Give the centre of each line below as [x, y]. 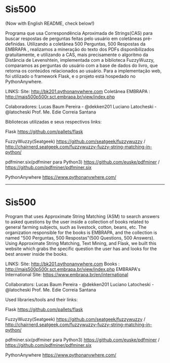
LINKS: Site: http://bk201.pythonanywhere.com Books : [62, 264]
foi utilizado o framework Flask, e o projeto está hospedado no [70, 76]
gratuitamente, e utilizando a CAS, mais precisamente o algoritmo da [77, 55]
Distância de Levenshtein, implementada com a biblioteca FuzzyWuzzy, [80, 60]
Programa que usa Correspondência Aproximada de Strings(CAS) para [79, 33]
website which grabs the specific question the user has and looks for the [81, 249]
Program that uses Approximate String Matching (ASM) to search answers [82, 216]
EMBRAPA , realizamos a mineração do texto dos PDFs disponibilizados [80, 49]
